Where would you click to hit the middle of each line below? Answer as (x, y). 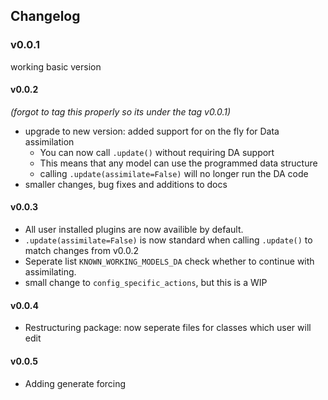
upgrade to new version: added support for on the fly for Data (152, 131)
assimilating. (50, 272)
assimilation (49, 141)
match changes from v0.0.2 (81, 251)
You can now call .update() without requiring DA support (157, 152)
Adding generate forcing (75, 383)
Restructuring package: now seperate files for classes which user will (168, 328)
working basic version (56, 66)
